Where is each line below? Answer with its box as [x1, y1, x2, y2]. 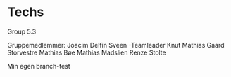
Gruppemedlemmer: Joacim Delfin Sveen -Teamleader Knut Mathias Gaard [7, 41, 225, 49]
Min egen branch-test [7, 62, 70, 70]
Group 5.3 [7, 27, 37, 36]
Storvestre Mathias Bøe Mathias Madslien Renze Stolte [7, 48, 167, 57]
